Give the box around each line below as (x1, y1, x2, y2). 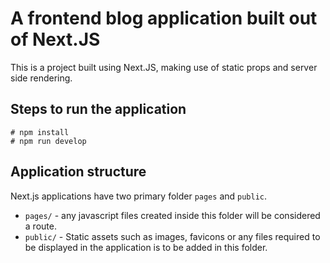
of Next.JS (10, 28, 101, 51)
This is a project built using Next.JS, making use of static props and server (10, 61, 318, 73)
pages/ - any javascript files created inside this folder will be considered (24, 209, 321, 221)
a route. (24, 220, 57, 232)
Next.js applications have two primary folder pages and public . (10, 190, 268, 202)
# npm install (10, 127, 70, 137)
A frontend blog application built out (10, 7, 318, 30)
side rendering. (10, 72, 73, 84)
